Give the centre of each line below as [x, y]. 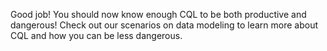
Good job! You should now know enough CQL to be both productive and [158, 14]
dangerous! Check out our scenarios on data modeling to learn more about [164, 25]
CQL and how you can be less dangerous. [96, 35]
